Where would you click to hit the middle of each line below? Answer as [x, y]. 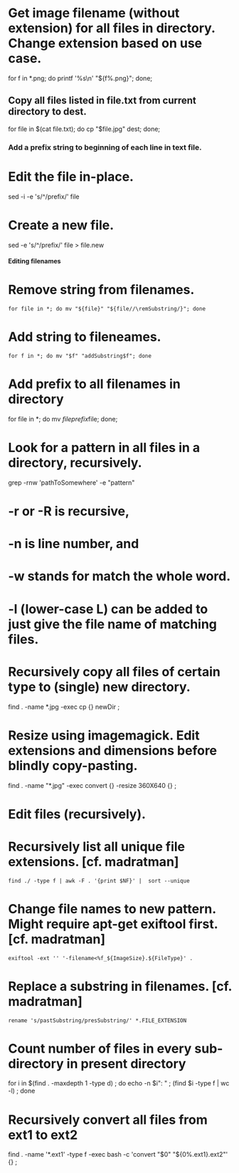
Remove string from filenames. [101, 290]
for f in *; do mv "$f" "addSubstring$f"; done [80, 356]
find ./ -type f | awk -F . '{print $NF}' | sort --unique [99, 880]
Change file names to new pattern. [112, 909]
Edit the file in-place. [71, 177]
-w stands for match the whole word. [119, 576]
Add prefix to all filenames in [94, 384]
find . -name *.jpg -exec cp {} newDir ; [64, 707]
